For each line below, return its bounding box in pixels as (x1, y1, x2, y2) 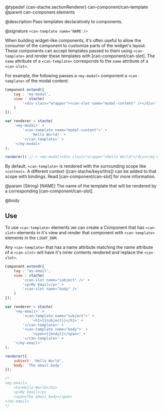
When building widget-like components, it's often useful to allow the (5, 37, 142, 43)
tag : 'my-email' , (14, 268, 51, 274)
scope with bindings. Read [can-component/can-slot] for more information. (5, 173, 156, 179)
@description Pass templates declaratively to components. (5, 19, 123, 24)
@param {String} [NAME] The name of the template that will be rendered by (5, 183, 157, 189)
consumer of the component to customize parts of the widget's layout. (5, 43, 147, 48)
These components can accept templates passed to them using (5, 48, 132, 53)
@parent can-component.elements (5, 9, 75, 15)
